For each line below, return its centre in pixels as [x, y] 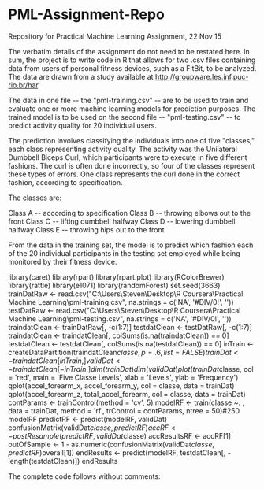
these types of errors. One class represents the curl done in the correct [124, 174]
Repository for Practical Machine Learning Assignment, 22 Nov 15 [115, 36]
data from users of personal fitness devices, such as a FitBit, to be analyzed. [132, 68]
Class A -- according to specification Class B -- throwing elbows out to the [129, 213]
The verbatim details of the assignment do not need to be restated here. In [129, 51]
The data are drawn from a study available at [81, 76]
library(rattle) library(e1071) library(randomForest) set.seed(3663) [114, 285]
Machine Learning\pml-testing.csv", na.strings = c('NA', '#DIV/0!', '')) [120, 319]
